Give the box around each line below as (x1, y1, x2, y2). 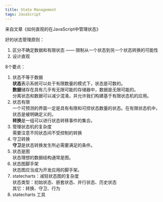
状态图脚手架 (12, 161, 39, 166)
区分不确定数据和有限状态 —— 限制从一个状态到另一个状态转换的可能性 (12, 47, 159, 53)
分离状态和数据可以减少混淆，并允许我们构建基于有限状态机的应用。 (12, 92, 152, 99)
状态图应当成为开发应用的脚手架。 (12, 166, 82, 173)
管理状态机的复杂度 (12, 123, 52, 129)
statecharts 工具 (12, 191, 46, 198)
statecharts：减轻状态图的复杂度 (12, 173, 79, 179)
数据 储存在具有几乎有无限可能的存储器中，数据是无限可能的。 (12, 86, 139, 92)
